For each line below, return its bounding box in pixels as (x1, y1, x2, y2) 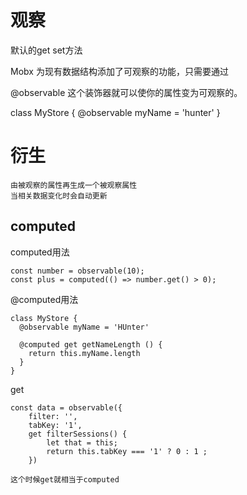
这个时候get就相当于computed (10, 474, 120, 485)
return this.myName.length (28, 348, 141, 358)
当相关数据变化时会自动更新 (10, 191, 108, 201)
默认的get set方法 (10, 44, 83, 56)
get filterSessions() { (28, 429, 128, 439)
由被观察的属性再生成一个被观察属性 (10, 180, 138, 190)
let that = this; (46, 437, 118, 448)
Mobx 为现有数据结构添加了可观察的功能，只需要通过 (10, 65, 229, 77)
